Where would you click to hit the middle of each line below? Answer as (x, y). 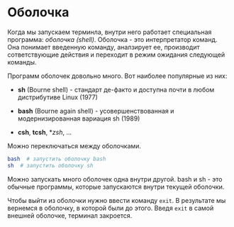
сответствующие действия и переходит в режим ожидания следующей (116, 55)
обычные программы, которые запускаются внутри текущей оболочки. (116, 187)
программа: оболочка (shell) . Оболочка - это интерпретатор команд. (112, 39)
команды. (22, 62)
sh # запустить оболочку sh (50, 165)
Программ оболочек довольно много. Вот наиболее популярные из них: (117, 76)
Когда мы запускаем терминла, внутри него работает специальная (110, 32)
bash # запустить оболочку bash (57, 159)
